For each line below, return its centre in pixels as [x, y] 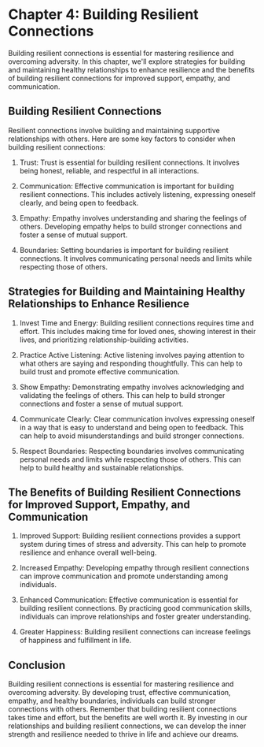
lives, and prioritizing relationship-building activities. [104, 340]
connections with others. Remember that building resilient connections [123, 709]
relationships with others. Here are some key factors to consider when [122, 139]
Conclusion [37, 665]
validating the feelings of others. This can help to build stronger [122, 395]
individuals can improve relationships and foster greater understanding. [135, 617]
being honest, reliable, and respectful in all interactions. [109, 170]
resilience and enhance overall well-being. [88, 552]
